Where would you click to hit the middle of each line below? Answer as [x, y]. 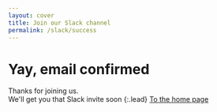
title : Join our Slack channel [60, 23]
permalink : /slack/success [52, 30]
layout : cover [32, 15]
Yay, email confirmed [79, 69]
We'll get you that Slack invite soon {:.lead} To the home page [108, 99]
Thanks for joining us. [43, 91]
